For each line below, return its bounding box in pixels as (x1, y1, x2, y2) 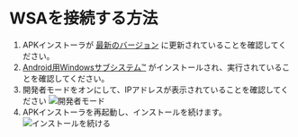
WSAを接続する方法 (9, 8, 158, 29)
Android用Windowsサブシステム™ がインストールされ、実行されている (22, 62, 283, 73)
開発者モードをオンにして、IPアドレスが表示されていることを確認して (22, 84, 282, 95)
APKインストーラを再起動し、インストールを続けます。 (22, 107, 227, 117)
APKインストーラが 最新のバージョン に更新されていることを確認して (22, 39, 279, 50)
